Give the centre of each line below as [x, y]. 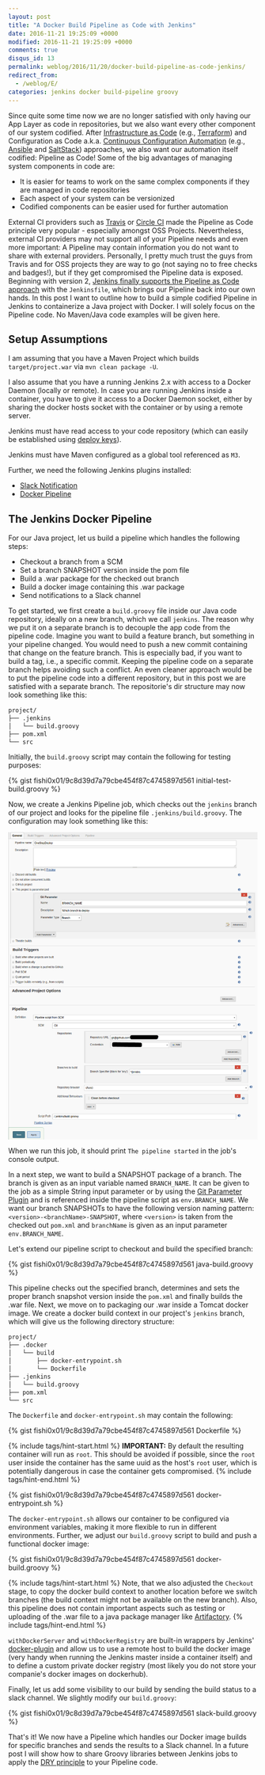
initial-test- [214, 781]
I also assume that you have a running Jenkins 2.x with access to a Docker [130, 382]
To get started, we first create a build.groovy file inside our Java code [123, 611]
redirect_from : [33, 75]
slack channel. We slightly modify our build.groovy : [92, 1698]
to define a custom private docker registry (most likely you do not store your [132, 1666]
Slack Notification [48, 486]
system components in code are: [62, 166]
